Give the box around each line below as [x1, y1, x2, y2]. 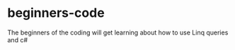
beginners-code [7, 5, 105, 21]
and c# [7, 35, 28, 44]
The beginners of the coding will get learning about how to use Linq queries [7, 28, 229, 37]
